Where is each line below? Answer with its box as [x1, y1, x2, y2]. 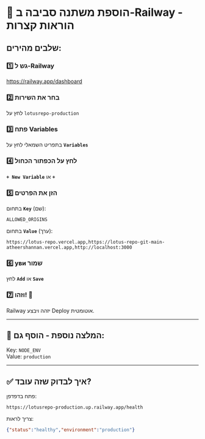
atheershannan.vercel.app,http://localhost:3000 [6, 244, 132, 251]
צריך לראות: [6, 415, 34, 423]
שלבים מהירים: [6, 43, 62, 53]
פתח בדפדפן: [6, 393, 37, 400]
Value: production [6, 353, 51, 360]
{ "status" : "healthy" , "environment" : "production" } [6, 427, 135, 433]
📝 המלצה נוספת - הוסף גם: [6, 330, 105, 341]
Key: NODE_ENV [6, 346, 41, 354]
